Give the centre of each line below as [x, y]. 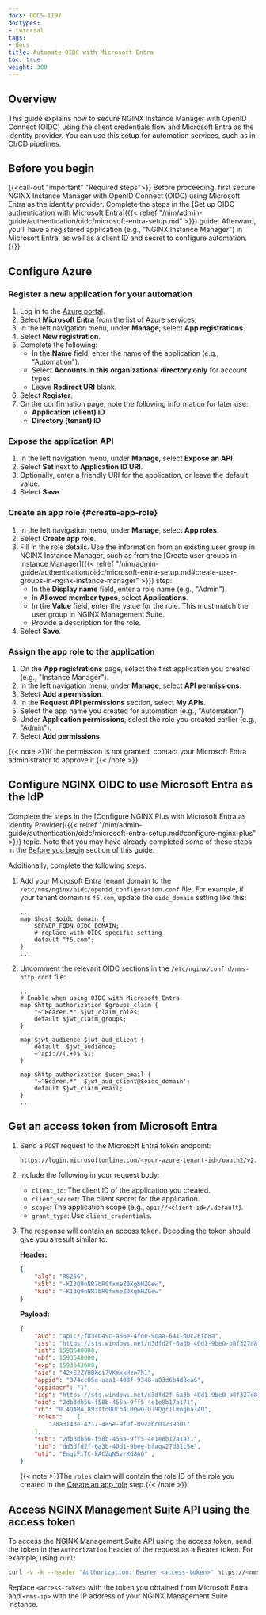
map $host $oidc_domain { [62, 919]
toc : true [25, 60]
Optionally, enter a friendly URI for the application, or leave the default [134, 475]
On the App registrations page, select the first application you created [135, 668]
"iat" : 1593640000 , [66, 1351]
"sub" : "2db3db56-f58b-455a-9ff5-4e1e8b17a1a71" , [118, 1439]
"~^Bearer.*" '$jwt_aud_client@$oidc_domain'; [112, 1081]
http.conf [36, 977]
